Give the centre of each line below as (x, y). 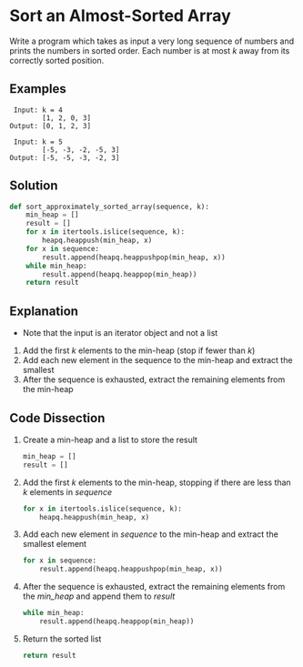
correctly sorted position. (57, 60)
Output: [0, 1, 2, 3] (50, 126)
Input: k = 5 (38, 142)
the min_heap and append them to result (99, 596)
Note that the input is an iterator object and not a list (120, 333)
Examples (38, 89)
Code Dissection (57, 418)
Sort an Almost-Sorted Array (121, 16)
